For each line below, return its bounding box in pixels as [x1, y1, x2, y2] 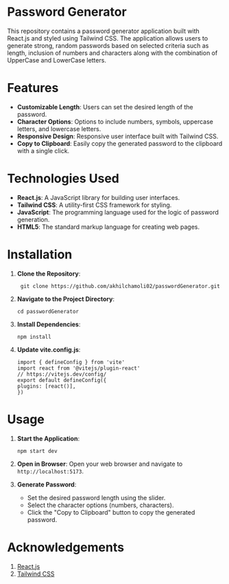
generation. [16, 215, 50, 223]
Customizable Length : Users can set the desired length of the [16, 102, 193, 111]
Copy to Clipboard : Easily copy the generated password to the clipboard [16, 139, 223, 148]
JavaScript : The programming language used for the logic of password [16, 207, 219, 216]
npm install [16, 333, 51, 340]
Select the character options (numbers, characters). [27, 501, 174, 509]
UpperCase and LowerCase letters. [7, 56, 106, 64]
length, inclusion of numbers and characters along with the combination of [7, 49, 218, 57]
